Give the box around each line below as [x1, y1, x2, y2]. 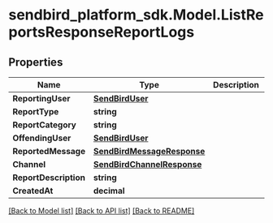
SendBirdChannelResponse [93, 159, 202, 169]
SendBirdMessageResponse [93, 146, 206, 157]
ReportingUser [12, 93, 71, 104]
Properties [8, 55, 63, 69]
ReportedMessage [12, 146, 86, 157]
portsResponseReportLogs [8, 23, 195, 41]
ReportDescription [12, 172, 85, 183]
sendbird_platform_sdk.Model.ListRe [8, 6, 264, 24]
